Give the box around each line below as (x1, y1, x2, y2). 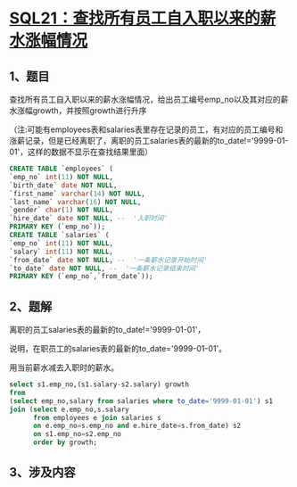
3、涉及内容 (9, 465, 76, 480)
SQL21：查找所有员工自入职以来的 (9, 8, 260, 29)
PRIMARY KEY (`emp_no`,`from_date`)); (9, 272, 153, 281)
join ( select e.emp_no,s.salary (9, 405, 129, 414)
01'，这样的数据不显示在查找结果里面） (9, 146, 153, 157)
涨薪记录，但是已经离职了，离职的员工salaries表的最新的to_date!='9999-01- (9, 136, 289, 145)
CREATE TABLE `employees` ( (9, 164, 114, 173)
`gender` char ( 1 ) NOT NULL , (9, 206, 114, 215)
